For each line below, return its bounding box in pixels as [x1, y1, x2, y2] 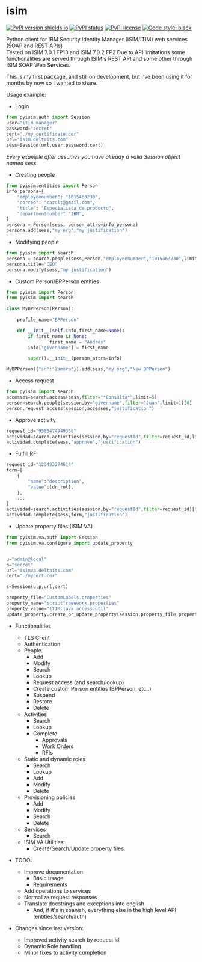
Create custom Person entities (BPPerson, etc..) [32, 685, 151, 692]
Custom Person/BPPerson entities [14, 278, 99, 285]
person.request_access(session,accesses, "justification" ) [6, 405, 155, 411]
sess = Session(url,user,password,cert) [6, 142, 103, 149]
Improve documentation [23, 868, 84, 875]
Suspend [32, 691, 55, 699]
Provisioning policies [23, 794, 76, 801]
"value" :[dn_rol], [28, 484, 74, 490]
